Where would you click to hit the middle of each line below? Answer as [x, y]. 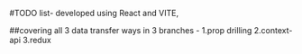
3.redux [37, 40]
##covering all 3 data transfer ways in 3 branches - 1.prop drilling [131, 30]
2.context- [273, 30]
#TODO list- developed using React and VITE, [94, 13]
